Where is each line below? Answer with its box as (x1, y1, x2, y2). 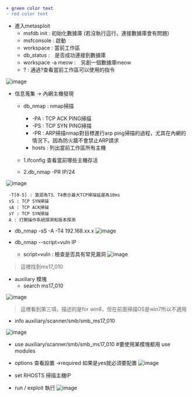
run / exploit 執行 (14, 384, 55, 391)
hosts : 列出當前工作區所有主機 (32, 144, 106, 151)
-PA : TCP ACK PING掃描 (32, 115, 92, 122)
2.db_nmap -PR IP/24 (23, 168, 75, 175)
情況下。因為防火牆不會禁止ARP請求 (32, 136, 120, 143)
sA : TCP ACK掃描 (8, 204, 49, 210)
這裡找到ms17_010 (20, 263, 63, 270)
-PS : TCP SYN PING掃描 (32, 122, 92, 129)
